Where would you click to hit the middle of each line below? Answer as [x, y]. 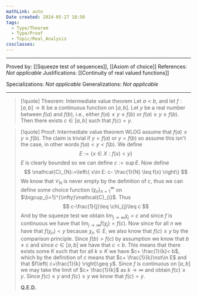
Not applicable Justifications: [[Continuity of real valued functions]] [88, 73]
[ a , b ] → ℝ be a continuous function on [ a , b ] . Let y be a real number [103, 107]
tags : [13, 22]
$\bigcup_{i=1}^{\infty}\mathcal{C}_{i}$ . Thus [75, 197]
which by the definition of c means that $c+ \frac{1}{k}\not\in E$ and [103, 257]
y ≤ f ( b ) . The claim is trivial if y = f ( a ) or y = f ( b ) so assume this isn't [103, 138]
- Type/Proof [27, 33]
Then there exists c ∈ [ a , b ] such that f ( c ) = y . [77, 120]
